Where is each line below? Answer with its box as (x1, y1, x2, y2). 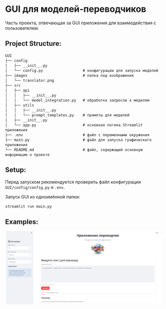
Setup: (5, 166, 26, 174)
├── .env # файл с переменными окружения (5, 132, 150, 137)
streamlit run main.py (5, 204, 52, 209)
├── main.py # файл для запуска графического (5, 137, 152, 142)
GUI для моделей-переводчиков (5, 3, 146, 15)
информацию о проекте (5, 152, 50, 157)
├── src (5, 83, 21, 88)
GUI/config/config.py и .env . (5, 184, 65, 190)
